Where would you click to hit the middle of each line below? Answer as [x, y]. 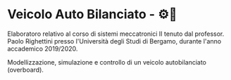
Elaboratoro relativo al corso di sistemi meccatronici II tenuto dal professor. [116, 34]
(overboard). [26, 69]
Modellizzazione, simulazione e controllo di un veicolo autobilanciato [107, 62]
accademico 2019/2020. [43, 48]
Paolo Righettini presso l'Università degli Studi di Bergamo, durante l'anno [114, 41]
